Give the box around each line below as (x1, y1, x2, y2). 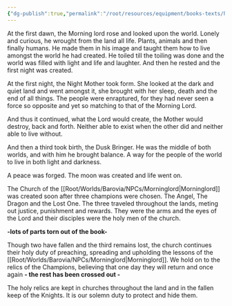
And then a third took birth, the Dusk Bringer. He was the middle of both (7, 143, 211, 151)
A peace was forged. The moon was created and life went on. (7, 171, 183, 179)
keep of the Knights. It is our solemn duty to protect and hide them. (7, 291, 198, 299)
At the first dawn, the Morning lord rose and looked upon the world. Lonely (7, 29, 220, 37)
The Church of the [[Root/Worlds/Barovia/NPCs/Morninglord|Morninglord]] (7, 184, 220, 192)
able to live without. (7, 129, 64, 138)
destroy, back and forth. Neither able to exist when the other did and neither (7, 122, 224, 130)
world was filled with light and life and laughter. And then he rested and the (7, 58, 221, 66)
